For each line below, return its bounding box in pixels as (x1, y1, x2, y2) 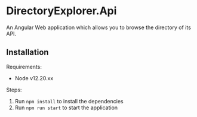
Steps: (6, 86, 22, 93)
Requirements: (6, 63, 42, 70)
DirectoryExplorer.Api (6, 4, 117, 18)
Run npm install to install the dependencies (14, 97, 124, 105)
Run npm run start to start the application (14, 104, 118, 111)
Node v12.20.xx (14, 74, 54, 81)
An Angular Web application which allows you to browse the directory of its (6, 24, 191, 31)
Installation (6, 48, 49, 58)
